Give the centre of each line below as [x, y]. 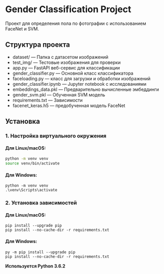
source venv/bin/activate [32, 163]
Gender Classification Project [68, 9]
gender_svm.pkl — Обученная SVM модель [59, 94]
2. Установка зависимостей [41, 203]
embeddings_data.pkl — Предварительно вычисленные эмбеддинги [86, 89]
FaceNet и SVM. [22, 28]
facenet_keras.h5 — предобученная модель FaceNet [69, 106]
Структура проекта [38, 45]
